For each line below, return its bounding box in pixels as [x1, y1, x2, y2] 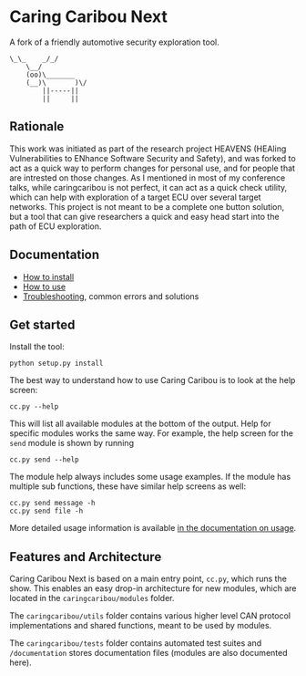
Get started [9, 317, 76, 332]
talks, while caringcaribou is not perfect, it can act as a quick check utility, [9, 182, 288, 192]
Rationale [9, 119, 65, 134]
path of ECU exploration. [9, 221, 102, 232]
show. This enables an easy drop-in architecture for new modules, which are [9, 583, 297, 594]
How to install [22, 271, 75, 282]
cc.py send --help [9, 455, 79, 464]
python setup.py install [9, 359, 104, 369]
